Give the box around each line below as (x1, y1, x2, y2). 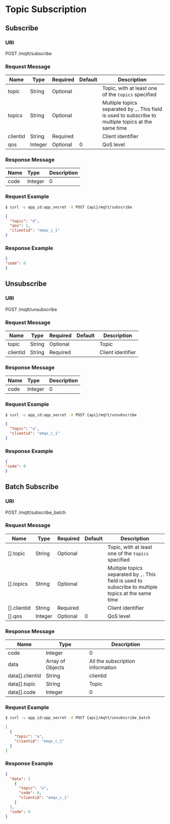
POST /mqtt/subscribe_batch (5, 509, 66, 515)
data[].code (8, 689, 36, 696)
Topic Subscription (5, 4, 87, 15)
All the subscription (89, 658, 136, 665)
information (89, 664, 117, 671)
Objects (46, 664, 65, 671)
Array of (46, 658, 66, 665)
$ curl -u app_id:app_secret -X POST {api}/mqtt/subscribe (5, 204, 133, 210)
